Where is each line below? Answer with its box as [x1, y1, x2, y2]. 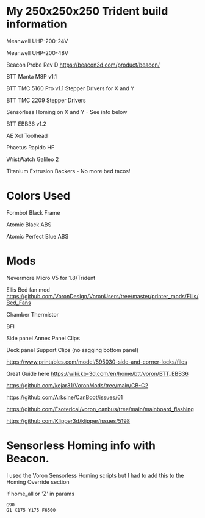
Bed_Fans [6, 299, 32, 306]
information [6, 17, 67, 31]
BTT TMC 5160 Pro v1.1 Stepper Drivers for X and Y [6, 84, 135, 92]
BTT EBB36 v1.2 [6, 120, 47, 128]
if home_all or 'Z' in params [6, 490, 75, 497]
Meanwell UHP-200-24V [6, 37, 68, 45]
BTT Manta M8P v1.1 [6, 73, 57, 80]
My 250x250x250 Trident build [6, 4, 168, 18]
